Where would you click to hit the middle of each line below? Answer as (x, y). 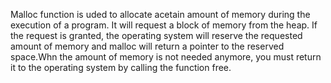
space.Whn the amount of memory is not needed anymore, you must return (166, 57)
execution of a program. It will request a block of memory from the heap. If (164, 25)
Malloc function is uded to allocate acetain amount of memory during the (160, 14)
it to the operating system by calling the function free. (121, 67)
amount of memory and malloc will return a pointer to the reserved (147, 46)
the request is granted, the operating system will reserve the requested (156, 35)
